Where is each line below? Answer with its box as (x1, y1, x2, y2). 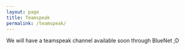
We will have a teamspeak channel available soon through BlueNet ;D (6, 37, 180, 45)
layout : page (6, 9, 39, 15)
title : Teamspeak (6, 15, 50, 21)
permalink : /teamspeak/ (6, 20, 67, 26)
